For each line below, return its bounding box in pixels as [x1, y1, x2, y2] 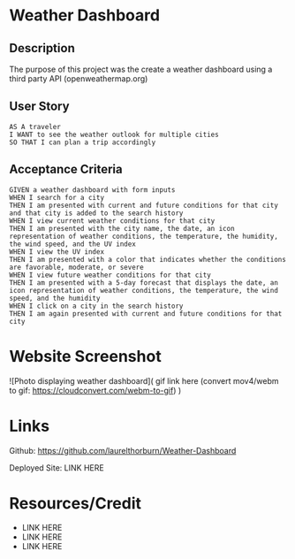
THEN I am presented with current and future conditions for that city [9, 201, 278, 210]
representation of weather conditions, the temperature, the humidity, [9, 232, 278, 241]
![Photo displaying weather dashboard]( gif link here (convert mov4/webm [9, 375, 280, 386]
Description [9, 41, 75, 56]
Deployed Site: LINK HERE [9, 462, 104, 473]
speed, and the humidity [9, 294, 101, 302]
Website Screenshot [9, 346, 162, 366]
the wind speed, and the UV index [9, 240, 137, 249]
